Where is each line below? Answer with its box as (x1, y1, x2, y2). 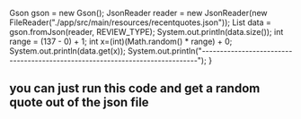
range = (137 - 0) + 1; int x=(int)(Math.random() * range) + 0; (9, 36, 233, 47)
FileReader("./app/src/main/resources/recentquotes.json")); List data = (9, 17, 272, 28)
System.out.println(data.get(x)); (9, 46, 126, 56)
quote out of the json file (9, 95, 150, 110)
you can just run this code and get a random (9, 81, 261, 97)
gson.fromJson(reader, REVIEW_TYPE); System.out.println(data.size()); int (9, 27, 284, 37)
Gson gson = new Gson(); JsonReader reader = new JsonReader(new (9, 8, 268, 18)
